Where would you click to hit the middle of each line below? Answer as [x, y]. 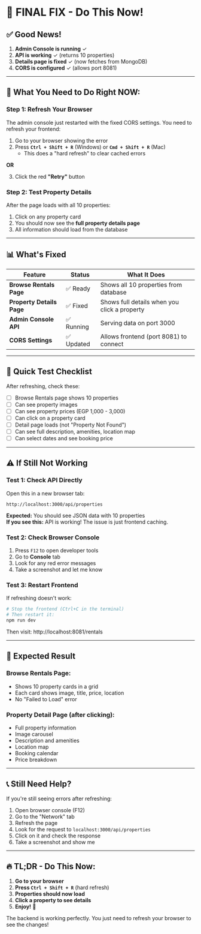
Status [80, 274]
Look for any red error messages [55, 563]
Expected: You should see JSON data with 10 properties [76, 515]
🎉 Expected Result [41, 656]
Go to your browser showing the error [61, 140]
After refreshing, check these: [43, 386]
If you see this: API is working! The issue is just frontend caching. [87, 522]
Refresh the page [36, 823]
